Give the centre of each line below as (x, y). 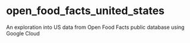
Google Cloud (23, 33)
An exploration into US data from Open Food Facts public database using (96, 27)
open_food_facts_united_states (85, 11)
